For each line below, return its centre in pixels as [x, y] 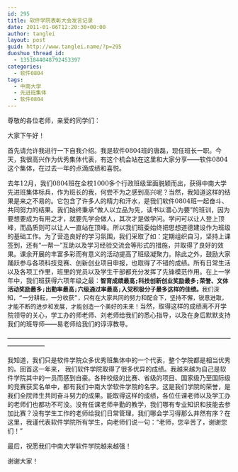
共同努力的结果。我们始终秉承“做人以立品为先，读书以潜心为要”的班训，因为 [119, 210]
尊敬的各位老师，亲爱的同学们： [54, 120]
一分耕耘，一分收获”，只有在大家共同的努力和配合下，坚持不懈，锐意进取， [125, 298]
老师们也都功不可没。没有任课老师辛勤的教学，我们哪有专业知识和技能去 [119, 404]
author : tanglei [31, 34]
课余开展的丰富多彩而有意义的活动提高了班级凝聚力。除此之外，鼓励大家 [125, 254]
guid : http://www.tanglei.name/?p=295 [64, 47]
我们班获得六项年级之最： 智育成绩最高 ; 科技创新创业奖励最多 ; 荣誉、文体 [127, 281]
